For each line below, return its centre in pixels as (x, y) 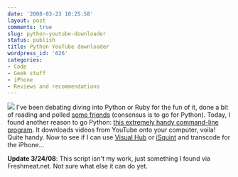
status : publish (31, 40)
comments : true (30, 27)
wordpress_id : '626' (38, 54)
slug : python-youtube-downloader (57, 34)
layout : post (27, 21)
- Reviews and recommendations (54, 86)
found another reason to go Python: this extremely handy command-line (113, 122)
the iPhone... (26, 145)
